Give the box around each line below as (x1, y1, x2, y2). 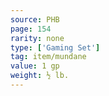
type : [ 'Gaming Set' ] (10, 42, 101, 53)
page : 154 (10, 24, 52, 34)
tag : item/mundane (10, 52, 87, 62)
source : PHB (10, 14, 60, 25)
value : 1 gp (10, 61, 60, 71)
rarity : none (10, 33, 65, 43)
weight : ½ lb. (10, 71, 70, 81)
